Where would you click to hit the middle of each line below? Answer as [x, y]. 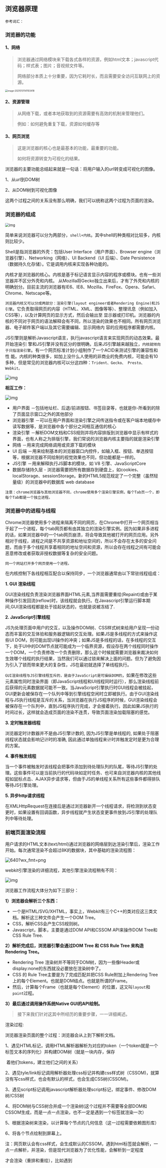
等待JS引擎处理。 [23, 785]
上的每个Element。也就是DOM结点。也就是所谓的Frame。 [71, 981]
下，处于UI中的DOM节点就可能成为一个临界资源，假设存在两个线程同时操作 [82, 646]
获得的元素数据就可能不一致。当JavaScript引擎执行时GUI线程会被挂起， [82, 687]
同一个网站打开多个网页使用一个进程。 [38, 564]
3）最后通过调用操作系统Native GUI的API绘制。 [54, 1004]
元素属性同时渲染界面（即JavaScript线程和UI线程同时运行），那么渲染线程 [80, 681]
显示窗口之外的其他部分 [49, 414]
